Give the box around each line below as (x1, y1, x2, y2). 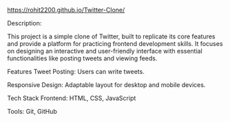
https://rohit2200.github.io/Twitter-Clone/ (7, 6, 125, 14)
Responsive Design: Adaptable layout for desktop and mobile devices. (7, 81, 206, 88)
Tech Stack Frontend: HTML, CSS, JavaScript (7, 94, 136, 102)
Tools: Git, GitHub (7, 108, 57, 115)
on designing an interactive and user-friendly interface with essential (7, 47, 203, 55)
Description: (7, 19, 42, 27)
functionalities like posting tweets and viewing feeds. (7, 54, 158, 62)
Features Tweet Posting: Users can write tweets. (7, 68, 145, 75)
